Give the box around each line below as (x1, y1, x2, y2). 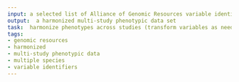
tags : (7, 30, 23, 38)
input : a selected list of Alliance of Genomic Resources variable (7, 10, 212, 18)
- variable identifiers (7, 63, 78, 71)
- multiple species (7, 57, 65, 64)
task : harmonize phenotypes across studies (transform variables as (7, 24, 218, 31)
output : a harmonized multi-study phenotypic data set (7, 17, 176, 24)
